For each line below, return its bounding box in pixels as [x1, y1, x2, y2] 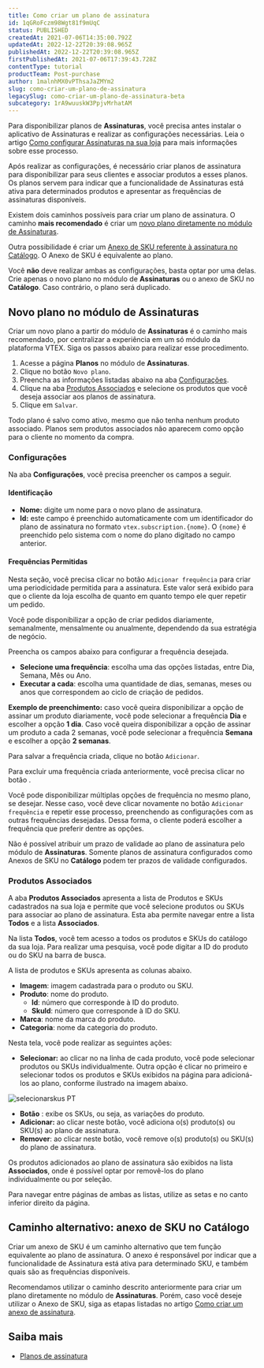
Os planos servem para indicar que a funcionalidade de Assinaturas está [8, 178, 244, 188]
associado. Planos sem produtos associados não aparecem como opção [8, 423, 244, 433]
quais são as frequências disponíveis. [8, 1266, 130, 1277]
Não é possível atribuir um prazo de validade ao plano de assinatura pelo [8, 838, 245, 848]
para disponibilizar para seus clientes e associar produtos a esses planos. [8, 170, 248, 180]
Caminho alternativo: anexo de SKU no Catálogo [8, 1221, 250, 1234]
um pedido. [8, 600, 46, 609]
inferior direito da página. [8, 1198, 91, 1207]
